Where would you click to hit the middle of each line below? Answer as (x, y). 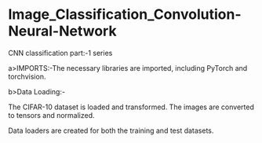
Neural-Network (62, 31)
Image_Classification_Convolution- (125, 15)
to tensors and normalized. (52, 115)
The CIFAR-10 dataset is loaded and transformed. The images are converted (131, 107)
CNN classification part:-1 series (60, 53)
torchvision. (27, 76)
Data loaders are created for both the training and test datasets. (111, 130)
